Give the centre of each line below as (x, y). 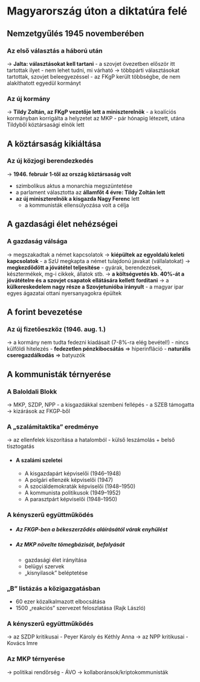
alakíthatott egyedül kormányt (44, 83)
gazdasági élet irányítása (56, 560)
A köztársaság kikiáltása (54, 144)
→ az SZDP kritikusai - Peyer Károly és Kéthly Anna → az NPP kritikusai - (98, 637)
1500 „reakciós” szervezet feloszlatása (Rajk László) (80, 608)
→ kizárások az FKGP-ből (38, 411)
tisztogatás (21, 446)
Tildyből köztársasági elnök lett (46, 125)
